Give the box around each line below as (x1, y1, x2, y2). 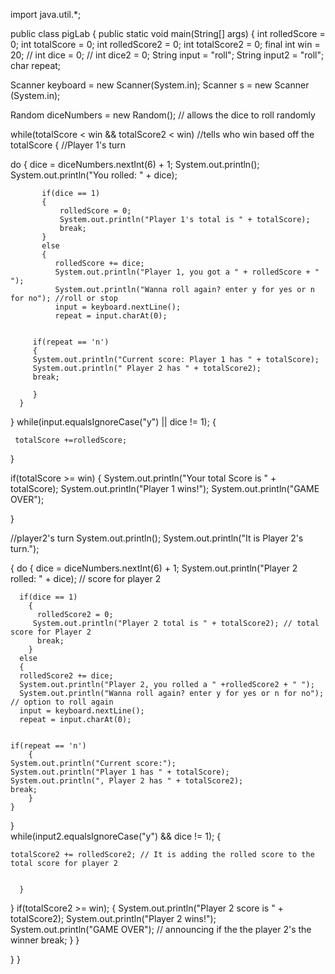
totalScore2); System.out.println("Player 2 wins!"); (10, 913, 217, 924)
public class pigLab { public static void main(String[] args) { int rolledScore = (10, 28, 326, 39)
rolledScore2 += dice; (19, 671, 114, 681)
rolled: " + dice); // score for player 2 (10, 573, 162, 584)
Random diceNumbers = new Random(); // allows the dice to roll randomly (10, 109, 316, 121)
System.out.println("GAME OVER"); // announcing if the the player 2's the (10, 924, 312, 935)
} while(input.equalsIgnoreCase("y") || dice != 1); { (10, 416, 217, 428)
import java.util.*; (10, 9, 82, 20)
